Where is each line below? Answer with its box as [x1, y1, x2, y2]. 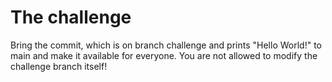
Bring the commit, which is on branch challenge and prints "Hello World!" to [10, 39, 322, 51]
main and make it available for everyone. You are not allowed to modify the [10, 49, 318, 61]
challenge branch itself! [10, 60, 108, 72]
